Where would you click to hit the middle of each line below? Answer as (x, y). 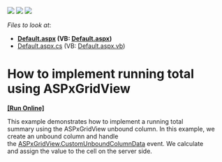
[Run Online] (26, 108)
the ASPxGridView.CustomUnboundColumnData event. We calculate (105, 143)
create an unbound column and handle (63, 136)
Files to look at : (29, 25)
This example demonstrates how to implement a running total (95, 121)
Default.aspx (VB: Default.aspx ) (65, 39)
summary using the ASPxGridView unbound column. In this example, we (111, 129)
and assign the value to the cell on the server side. (80, 151)
